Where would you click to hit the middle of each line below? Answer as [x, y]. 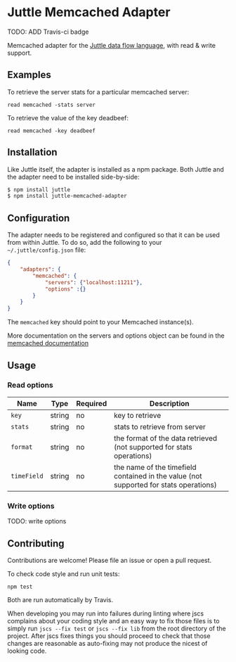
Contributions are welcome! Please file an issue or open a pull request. [110, 560]
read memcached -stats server [52, 105]
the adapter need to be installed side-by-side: [73, 177]
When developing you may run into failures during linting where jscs [106, 613]
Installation [32, 152]
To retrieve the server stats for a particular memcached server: [98, 91]
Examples [29, 75]
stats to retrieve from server [159, 426]
